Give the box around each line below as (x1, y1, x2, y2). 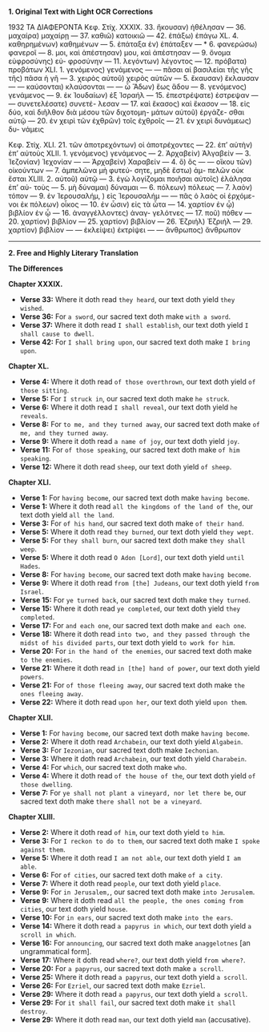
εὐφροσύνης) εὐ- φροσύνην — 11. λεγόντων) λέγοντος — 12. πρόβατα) (8, 56, 247, 66)
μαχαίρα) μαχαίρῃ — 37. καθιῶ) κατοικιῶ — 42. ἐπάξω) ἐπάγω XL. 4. (8, 31, 239, 40)
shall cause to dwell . (19, 329, 94, 338)
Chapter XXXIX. (8, 280, 63, 288)
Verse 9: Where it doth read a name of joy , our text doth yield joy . (19, 437, 240, 445)
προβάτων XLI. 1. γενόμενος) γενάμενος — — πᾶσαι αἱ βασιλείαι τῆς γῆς (8, 65, 254, 75)
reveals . (19, 411, 48, 420)
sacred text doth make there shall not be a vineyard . (19, 796, 203, 806)
